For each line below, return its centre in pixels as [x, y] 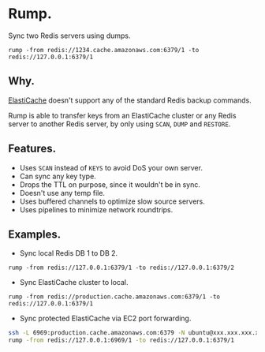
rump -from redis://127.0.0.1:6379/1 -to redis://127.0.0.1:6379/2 [121, 268]
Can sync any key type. [58, 176]
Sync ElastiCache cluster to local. [74, 283]
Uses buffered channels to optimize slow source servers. [112, 201]
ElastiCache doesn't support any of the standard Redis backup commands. [130, 100]
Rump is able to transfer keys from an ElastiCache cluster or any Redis [122, 115]
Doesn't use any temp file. [62, 193]
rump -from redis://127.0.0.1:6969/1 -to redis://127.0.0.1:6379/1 [121, 340]
